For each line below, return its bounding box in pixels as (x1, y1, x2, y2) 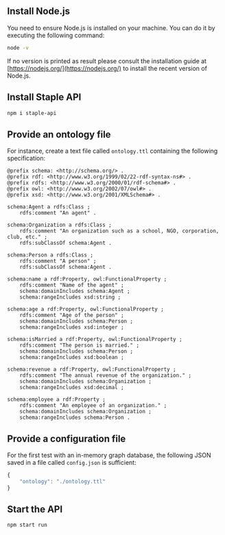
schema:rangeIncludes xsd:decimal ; (19, 384, 125, 391)
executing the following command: (7, 31, 105, 39)
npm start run (7, 522, 48, 529)
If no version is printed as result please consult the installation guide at (7, 56, 207, 65)
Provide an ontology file (7, 129, 111, 140)
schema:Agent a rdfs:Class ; (7, 204, 91, 210)
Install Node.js (7, 6, 71, 17)
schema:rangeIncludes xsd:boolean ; (19, 354, 125, 361)
